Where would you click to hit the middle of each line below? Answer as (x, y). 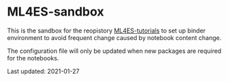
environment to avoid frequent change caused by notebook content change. (114, 37)
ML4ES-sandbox (56, 12)
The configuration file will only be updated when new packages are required (114, 51)
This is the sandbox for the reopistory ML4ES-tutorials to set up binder (106, 30)
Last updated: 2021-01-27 (43, 71)
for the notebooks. (33, 58)
